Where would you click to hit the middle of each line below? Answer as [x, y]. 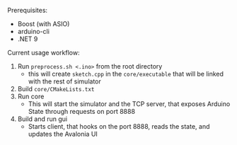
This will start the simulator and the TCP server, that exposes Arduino [129, 104]
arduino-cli [33, 31]
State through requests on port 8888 [82, 111]
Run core [31, 96]
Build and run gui [42, 119]
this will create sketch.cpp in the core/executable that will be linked [126, 74]
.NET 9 [28, 39]
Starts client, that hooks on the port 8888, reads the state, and [119, 126]
